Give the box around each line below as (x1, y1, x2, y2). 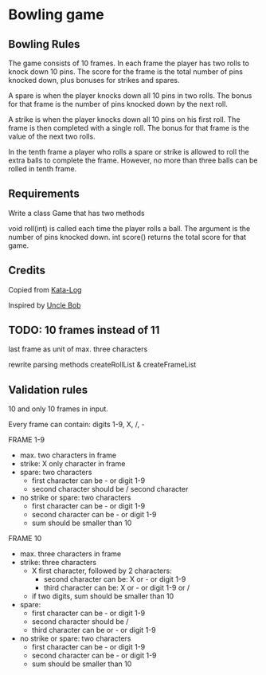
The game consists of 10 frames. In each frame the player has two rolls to (8, 58, 249, 68)
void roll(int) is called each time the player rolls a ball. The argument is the (8, 223, 251, 233)
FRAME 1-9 (8, 435, 45, 445)
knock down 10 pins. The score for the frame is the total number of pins (8, 67, 243, 77)
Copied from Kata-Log (8, 285, 82, 294)
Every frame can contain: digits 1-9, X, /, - (8, 420, 145, 430)
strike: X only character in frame (19, 459, 126, 469)
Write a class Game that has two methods (8, 208, 145, 218)
